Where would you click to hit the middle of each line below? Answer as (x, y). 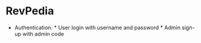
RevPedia (30, 11)
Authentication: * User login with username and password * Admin (97, 27)
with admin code (43, 33)
